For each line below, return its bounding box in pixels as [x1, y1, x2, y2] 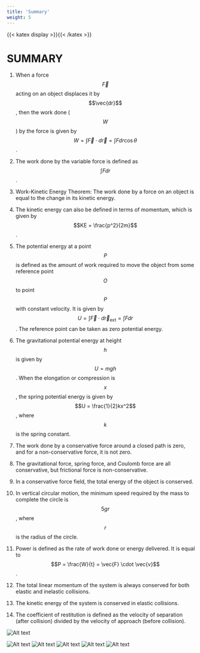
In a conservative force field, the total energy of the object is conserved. [15, 478, 193, 485]
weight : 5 [7, 14, 32, 20]
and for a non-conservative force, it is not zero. [15, 448, 132, 455]
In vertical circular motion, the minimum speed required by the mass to [15, 490, 190, 497]
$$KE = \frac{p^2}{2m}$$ [73, 222, 138, 229]
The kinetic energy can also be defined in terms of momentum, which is [15, 206, 193, 213]
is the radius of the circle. [15, 533, 78, 540]
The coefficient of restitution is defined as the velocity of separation [15, 611, 183, 618]
